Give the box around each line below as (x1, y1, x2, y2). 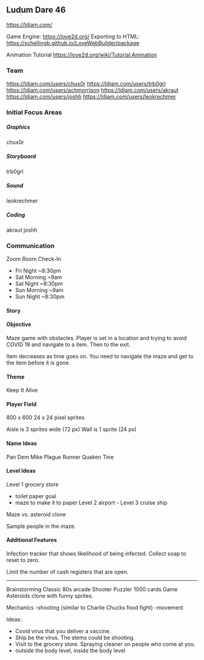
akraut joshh (6, 226, 38, 234)
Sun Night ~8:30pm (15, 293, 65, 300)
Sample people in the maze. (6, 523, 76, 530)
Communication (6, 241, 55, 250)
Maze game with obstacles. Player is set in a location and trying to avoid (6, 335, 187, 341)
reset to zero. (6, 557, 40, 564)
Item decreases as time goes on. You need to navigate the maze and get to (6, 353, 194, 360)
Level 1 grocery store (6, 481, 59, 488)
